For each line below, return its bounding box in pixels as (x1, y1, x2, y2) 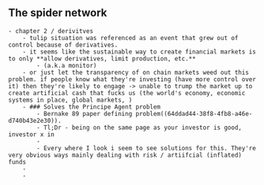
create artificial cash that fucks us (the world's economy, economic (8, 89, 246, 97)
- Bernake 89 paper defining (36, 109, 133, 117)
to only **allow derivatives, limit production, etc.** (8, 54, 196, 62)
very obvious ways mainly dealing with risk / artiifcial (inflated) (8, 151, 243, 159)
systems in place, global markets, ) (8, 96, 133, 104)
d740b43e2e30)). (8, 117, 62, 124)
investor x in (8, 130, 55, 139)
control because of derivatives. (8, 41, 119, 49)
